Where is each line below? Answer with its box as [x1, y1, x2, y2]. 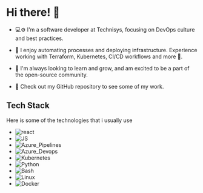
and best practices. [15, 35, 64, 42]
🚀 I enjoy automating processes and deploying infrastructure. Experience [15, 46, 198, 53]
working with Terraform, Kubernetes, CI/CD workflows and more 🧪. [15, 53, 183, 60]
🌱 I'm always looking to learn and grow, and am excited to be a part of [15, 64, 190, 72]
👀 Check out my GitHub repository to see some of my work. [15, 83, 164, 90]
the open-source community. [15, 71, 88, 78]
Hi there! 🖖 [6, 5, 61, 19]
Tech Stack [6, 100, 50, 111]
